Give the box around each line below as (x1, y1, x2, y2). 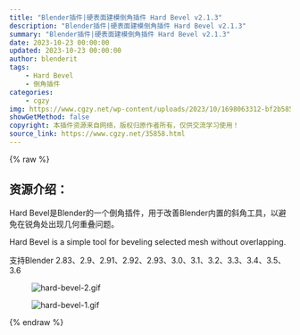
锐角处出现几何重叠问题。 (24, 218, 119, 229)
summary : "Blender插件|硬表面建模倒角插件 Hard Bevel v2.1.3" (9, 29, 230, 38)
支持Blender (9, 255, 54, 265)
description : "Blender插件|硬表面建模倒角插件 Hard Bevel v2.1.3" (9, 21, 247, 30)
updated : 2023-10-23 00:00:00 (9, 46, 122, 55)
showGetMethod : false (9, 113, 90, 121)
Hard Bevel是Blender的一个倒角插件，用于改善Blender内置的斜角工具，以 (9, 207, 279, 218)
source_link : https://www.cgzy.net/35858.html (9, 130, 186, 138)
